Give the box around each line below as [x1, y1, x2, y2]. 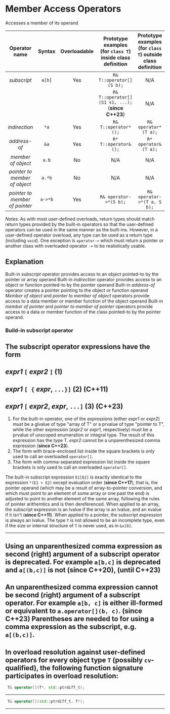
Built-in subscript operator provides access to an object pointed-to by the [5, 271, 159, 277]
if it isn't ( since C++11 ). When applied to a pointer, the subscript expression [5, 512, 162, 518]
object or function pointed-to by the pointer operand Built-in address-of [5, 282, 155, 288]
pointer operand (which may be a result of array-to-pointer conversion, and [5, 485, 162, 491]
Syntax [37, 48, 56, 55]
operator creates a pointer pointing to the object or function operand [5, 287, 148, 293]
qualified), [5, 663, 39, 672]
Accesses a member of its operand [5, 20, 78, 26]
